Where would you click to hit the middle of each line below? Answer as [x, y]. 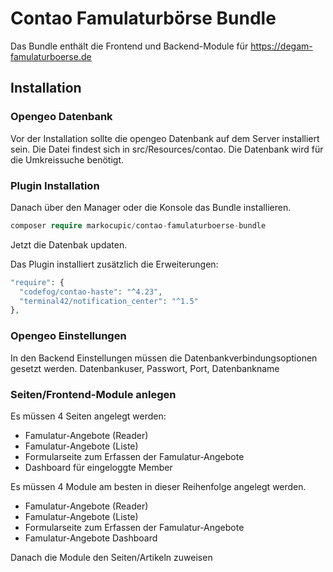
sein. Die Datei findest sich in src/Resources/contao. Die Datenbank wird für [167, 149]
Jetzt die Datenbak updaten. [69, 244]
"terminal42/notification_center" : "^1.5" [109, 301]
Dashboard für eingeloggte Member [98, 467]
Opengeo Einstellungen [68, 336]
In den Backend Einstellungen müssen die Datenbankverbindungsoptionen [164, 358]
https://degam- [281, 46]
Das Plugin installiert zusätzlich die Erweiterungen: [114, 264]
